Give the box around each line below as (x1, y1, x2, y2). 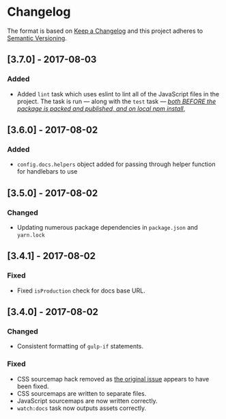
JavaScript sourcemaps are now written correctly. (16, 396, 158, 405)
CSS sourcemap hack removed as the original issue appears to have (16, 375, 210, 383)
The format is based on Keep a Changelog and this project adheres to (7, 27, 203, 35)
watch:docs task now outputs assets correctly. (16, 404, 147, 412)
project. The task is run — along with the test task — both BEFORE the (16, 97, 216, 105)
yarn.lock (16, 232, 46, 239)
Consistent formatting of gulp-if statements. (16, 342, 144, 351)
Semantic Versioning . (7, 33, 67, 42)
